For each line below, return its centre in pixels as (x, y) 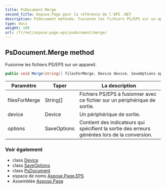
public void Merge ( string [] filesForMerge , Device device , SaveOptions (80, 74)
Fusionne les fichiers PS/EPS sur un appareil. (51, 64)
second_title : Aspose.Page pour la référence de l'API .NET (68, 14)
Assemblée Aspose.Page (38, 181)
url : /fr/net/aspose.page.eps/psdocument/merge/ (56, 33)
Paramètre (24, 85)
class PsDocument (31, 170)
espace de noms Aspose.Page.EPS (48, 176)
